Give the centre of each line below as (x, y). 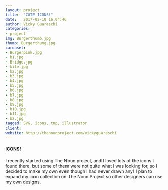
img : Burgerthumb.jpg (28, 39)
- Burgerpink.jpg (24, 52)
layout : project (22, 10)
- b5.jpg (14, 85)
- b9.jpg (14, 105)
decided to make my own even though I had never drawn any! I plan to (79, 171)
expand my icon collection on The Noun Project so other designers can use (84, 176)
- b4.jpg (14, 81)
